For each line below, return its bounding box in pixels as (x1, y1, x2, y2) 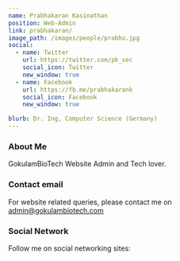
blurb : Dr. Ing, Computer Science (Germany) (8, 115, 158, 123)
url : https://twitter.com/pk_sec (22, 56, 133, 64)
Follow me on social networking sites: (8, 243, 131, 253)
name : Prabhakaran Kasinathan (8, 11, 109, 20)
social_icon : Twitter (22, 64, 94, 72)
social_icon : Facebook (22, 93, 98, 101)
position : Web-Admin (8, 19, 77, 27)
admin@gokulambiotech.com (8, 205, 105, 215)
